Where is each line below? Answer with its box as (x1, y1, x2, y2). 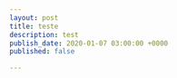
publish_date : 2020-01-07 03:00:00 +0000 (9, 38, 169, 48)
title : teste (9, 22, 59, 31)
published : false (9, 47, 75, 56)
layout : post (9, 13, 59, 23)
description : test (9, 30, 79, 39)
